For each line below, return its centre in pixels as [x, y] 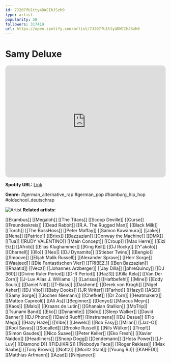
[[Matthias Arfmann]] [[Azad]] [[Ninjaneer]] [50, 355]
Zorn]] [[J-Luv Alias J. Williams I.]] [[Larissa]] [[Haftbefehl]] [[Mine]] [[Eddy [84, 279]
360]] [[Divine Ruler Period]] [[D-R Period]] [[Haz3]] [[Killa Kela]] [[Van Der [84, 274]
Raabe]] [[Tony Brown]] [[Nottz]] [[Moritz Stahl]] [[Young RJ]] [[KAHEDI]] [82, 350]
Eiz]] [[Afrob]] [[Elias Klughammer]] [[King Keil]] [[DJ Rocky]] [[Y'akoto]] [81, 247]
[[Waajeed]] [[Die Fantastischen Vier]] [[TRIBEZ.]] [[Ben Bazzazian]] [77, 263]
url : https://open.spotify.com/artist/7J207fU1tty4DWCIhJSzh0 [73, 29]
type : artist [19, 15]
